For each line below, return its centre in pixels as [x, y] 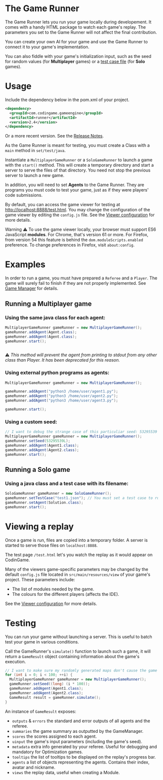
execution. [16, 661]
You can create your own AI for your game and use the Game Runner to [76, 41]
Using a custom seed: [31, 422]
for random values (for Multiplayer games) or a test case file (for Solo [75, 61]
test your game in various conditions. [42, 641]
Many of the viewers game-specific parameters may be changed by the [77, 569]
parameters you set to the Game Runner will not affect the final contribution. [81, 32]
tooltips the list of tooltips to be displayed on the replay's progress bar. [84, 757]
